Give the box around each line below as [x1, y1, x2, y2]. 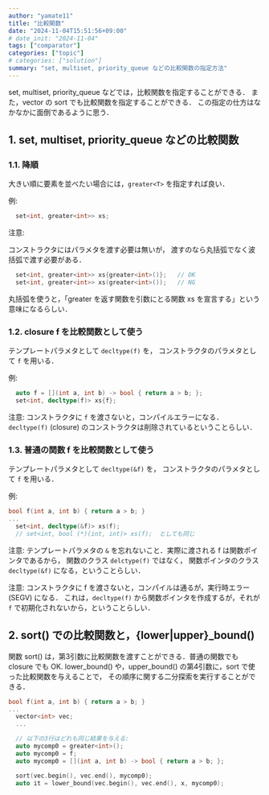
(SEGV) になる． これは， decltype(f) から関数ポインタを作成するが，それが [8, 592, 261, 602]
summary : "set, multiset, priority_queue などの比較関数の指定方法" [8, 64, 228, 72]
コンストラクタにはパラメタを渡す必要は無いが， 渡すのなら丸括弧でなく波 [8, 245, 255, 254]
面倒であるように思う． [35, 107, 114, 117]
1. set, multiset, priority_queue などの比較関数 [8, 134, 239, 147]
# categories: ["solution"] [8, 57, 103, 65]
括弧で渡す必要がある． [8, 255, 86, 265]
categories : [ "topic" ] [8, 49, 84, 57]
